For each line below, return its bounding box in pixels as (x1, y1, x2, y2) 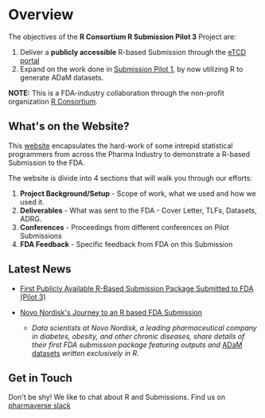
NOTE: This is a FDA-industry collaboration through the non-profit (8, 88, 224, 97)
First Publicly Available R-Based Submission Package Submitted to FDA (19, 283, 254, 293)
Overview (8, 6, 74, 24)
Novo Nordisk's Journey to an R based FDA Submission (19, 307, 203, 317)
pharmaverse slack (8, 400, 71, 411)
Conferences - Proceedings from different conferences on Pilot (19, 222, 229, 232)
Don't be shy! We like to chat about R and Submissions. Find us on (8, 393, 225, 402)
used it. (19, 197, 45, 206)
